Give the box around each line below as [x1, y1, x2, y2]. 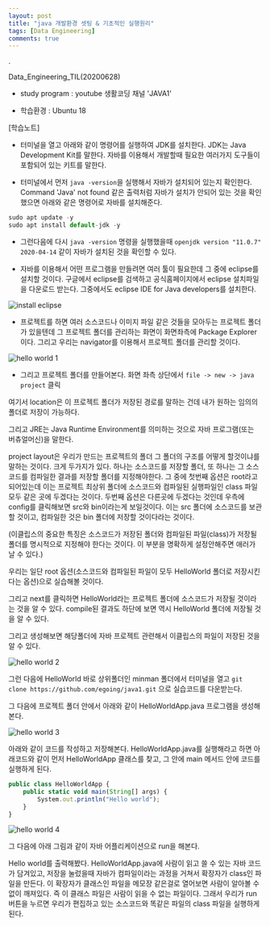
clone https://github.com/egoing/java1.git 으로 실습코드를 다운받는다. [8, 684, 243, 694]
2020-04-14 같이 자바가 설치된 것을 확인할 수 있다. [19, 247, 177, 257]
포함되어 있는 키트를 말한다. [19, 161, 107, 170]
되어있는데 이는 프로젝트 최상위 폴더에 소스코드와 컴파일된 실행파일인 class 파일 [8, 482, 258, 491]
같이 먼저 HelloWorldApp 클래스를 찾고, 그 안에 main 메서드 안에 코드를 [35, 754, 260, 763]
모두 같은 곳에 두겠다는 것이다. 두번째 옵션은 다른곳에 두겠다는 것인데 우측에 [8, 492, 245, 501]
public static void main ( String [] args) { [23, 787, 168, 795]
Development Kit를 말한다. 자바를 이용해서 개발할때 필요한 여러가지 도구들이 [19, 150, 260, 160]
